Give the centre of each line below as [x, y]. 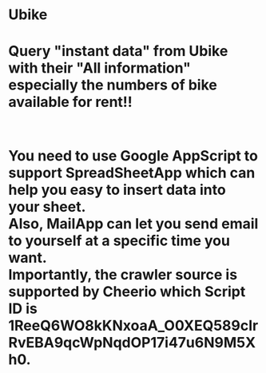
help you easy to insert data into [117, 190]
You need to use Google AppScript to [133, 155]
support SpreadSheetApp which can [132, 173]
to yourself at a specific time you [119, 240]
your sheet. [47, 206]
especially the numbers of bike [113, 85]
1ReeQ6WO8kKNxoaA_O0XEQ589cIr [133, 325]
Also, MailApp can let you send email [133, 223]
